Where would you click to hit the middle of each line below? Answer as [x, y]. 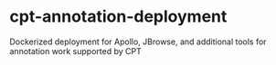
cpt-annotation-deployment [118, 17]
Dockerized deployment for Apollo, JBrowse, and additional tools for [138, 42]
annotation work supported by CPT [75, 51]
